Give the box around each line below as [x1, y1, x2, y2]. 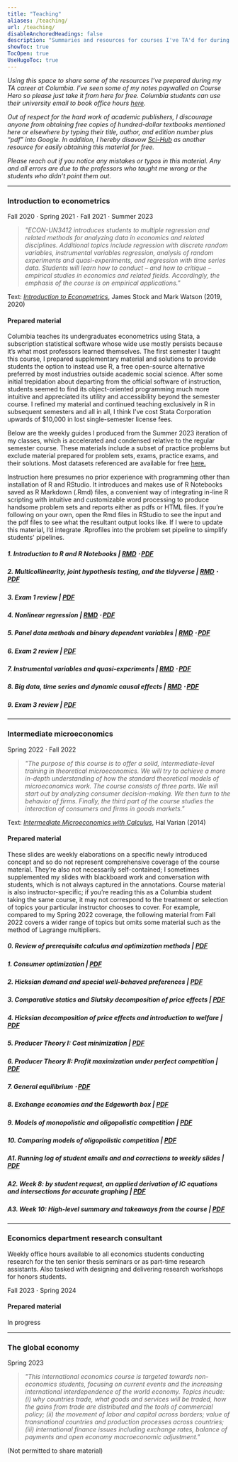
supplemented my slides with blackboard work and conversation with [7, 872, 210, 881]
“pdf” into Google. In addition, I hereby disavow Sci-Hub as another [7, 135, 205, 144]
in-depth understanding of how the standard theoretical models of [24, 774, 220, 782]
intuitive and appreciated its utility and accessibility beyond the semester [7, 392, 220, 401]
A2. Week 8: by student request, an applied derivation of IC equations [7, 1179, 218, 1188]
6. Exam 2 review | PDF [7, 646, 76, 655]
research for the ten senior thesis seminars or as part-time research [7, 1257, 205, 1265]
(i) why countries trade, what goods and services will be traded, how [24, 1395, 227, 1404]
